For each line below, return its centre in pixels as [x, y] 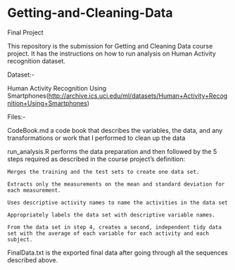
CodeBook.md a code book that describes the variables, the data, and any [115, 130]
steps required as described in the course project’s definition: [96, 159]
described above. [33, 260]
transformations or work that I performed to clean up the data [96, 138]
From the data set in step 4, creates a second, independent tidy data [114, 227]
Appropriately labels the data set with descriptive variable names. [112, 215]
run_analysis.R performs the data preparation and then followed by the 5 [112, 151]
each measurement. [34, 190]
